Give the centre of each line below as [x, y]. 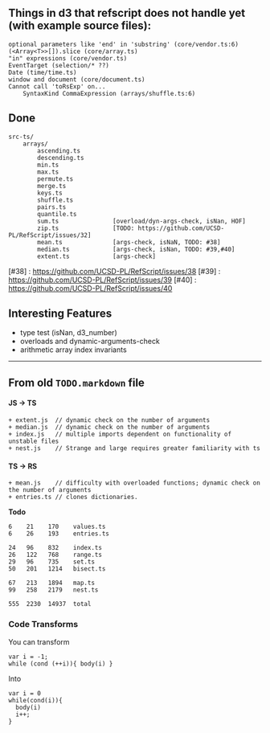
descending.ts [61, 158]
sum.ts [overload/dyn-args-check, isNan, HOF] [142, 221]
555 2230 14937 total [50, 604]
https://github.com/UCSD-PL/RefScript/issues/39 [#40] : [102, 280]
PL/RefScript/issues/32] [50, 235]
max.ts [48, 172]
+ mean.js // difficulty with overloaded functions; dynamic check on [135, 483]
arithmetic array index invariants [73, 350]
